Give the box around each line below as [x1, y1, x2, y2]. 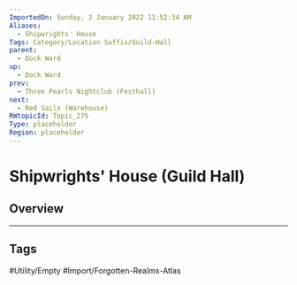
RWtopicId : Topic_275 [9, 112, 89, 120]
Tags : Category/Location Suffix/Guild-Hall [9, 37, 172, 47]
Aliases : [9, 21, 42, 30]
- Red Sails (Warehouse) [17, 104, 109, 112]
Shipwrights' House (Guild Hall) [9, 166, 246, 187]
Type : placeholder [9, 120, 77, 129]
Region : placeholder [9, 128, 86, 137]
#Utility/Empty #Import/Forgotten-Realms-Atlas [9, 265, 181, 275]
